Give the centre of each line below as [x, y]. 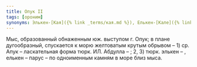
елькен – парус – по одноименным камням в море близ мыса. [84, 58]
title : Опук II [25, 11]
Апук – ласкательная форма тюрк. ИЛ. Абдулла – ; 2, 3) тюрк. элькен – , [96, 52]
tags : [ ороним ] [25, 17]
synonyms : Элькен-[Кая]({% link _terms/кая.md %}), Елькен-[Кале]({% [93, 22]
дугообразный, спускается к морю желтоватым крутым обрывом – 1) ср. [98, 45]
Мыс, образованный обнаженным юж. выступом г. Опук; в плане [88, 39]
